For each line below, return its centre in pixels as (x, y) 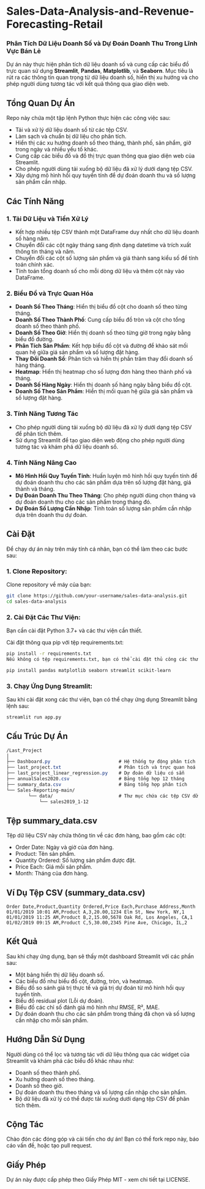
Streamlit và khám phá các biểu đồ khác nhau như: (70, 1060)
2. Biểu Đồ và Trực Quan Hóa (50, 293)
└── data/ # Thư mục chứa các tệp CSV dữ (114, 796)
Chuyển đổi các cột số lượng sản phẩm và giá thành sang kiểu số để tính (107, 258)
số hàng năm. (32, 238)
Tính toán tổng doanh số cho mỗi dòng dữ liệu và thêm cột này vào (100, 271)
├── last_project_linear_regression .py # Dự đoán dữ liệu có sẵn (95, 773)
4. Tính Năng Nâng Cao (42, 462)
